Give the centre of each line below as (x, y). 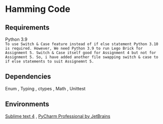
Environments (27, 104)
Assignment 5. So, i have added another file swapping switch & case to (82, 57)
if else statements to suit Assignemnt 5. (50, 62)
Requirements (27, 28)
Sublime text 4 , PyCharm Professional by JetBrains (58, 116)
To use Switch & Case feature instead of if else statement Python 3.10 (82, 44)
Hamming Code (38, 9)
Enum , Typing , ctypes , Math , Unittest (45, 88)
